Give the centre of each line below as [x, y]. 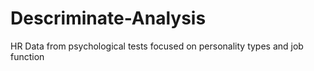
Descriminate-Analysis [108, 18]
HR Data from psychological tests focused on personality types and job [157, 46]
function [27, 56]
